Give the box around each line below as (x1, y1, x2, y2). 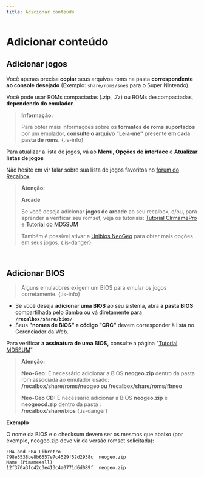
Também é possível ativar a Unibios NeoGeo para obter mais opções (21, 232, 193, 239)
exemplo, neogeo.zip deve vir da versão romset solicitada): (6, 437, 154, 444)
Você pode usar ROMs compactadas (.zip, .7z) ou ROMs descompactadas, (6, 93, 194, 101)
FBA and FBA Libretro (6, 449, 61, 455)
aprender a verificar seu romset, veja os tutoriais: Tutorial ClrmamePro (21, 214, 197, 221)
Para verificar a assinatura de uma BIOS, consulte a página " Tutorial (6, 340, 178, 347)
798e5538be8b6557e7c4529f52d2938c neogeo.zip (6, 454, 126, 461)
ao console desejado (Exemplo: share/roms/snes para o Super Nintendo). (6, 81, 190, 88)
